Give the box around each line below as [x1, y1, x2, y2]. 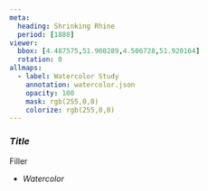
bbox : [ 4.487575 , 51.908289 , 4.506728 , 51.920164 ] [17, 47, 201, 56]
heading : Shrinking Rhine [17, 22, 116, 31]
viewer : [9, 38, 39, 48]
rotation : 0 [17, 55, 63, 64]
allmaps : [9, 64, 43, 73]
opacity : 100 [25, 88, 75, 97]
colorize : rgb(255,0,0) [25, 105, 116, 114]
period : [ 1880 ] [17, 30, 75, 39]
